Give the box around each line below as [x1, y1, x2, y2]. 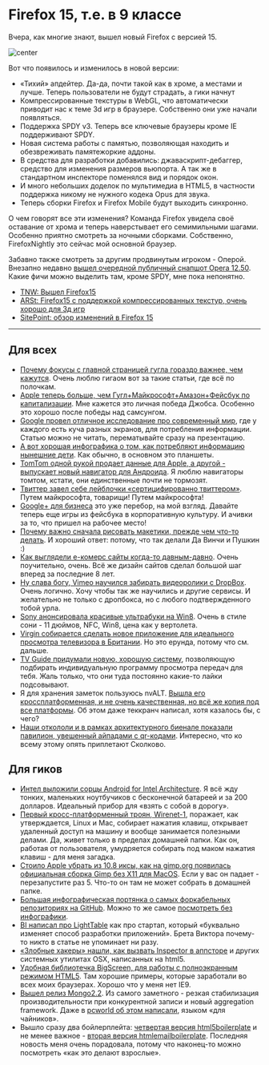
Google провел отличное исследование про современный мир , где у [19, 415, 257, 426]
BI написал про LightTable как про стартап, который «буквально [19, 920, 240, 930]
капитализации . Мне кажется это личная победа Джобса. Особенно [19, 398, 255, 408]
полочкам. [19, 381, 57, 391]
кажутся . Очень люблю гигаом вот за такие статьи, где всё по [19, 373, 235, 382]
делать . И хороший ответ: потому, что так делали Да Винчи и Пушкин [19, 535, 260, 544]
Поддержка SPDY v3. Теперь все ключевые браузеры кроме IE [19, 121, 238, 131]
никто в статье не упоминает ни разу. [29, 937, 159, 946]
